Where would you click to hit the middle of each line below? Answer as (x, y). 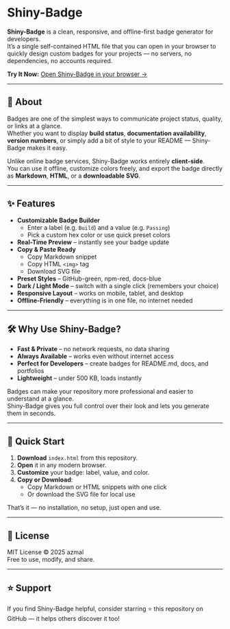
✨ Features (31, 204)
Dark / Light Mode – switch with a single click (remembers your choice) (118, 285)
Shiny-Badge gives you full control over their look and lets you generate (108, 406)
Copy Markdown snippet (62, 257)
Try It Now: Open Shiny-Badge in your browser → (77, 74)
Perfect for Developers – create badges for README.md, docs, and (113, 364)
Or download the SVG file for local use (81, 495)
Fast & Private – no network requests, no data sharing (93, 349)
